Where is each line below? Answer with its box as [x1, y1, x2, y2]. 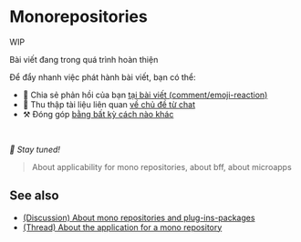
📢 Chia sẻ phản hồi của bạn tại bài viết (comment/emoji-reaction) [22, 89, 268, 100]
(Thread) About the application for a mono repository [22, 221, 223, 233]
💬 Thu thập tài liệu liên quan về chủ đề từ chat [22, 98, 196, 110]
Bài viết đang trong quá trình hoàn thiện [9, 54, 159, 65]
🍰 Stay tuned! [9, 144, 61, 155]
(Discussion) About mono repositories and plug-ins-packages [22, 212, 255, 223]
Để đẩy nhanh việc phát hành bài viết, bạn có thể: [9, 71, 196, 83]
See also [9, 188, 59, 204]
